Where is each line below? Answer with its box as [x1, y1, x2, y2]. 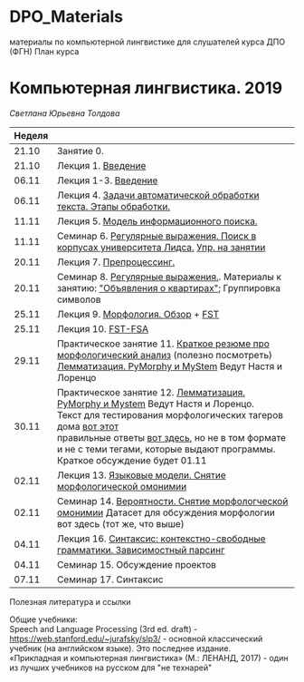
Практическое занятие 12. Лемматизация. [57, 385, 246, 398]
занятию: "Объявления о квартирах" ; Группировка [57, 281, 281, 294]
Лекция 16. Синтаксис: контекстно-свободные [57, 532, 266, 545]
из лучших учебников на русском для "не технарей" [9, 662, 213, 673]
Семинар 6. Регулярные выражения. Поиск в [57, 229, 257, 242]
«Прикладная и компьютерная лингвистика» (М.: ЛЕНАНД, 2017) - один [9, 652, 289, 663]
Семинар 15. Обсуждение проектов [57, 558, 217, 570]
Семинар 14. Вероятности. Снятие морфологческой [57, 494, 289, 507]
